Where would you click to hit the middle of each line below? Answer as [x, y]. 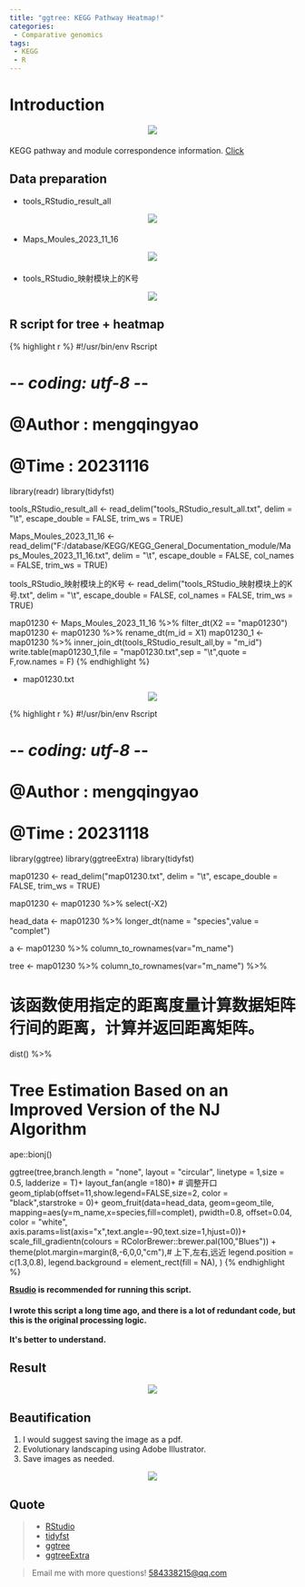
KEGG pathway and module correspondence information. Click [127, 150]
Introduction [57, 105]
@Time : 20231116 [79, 466]
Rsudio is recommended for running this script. [101, 1290]
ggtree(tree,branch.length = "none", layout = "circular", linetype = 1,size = [147, 1172]
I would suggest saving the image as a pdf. [103, 1440]
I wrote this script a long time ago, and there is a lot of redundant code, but [152, 1310]
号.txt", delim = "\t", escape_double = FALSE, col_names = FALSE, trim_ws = [151, 595]
